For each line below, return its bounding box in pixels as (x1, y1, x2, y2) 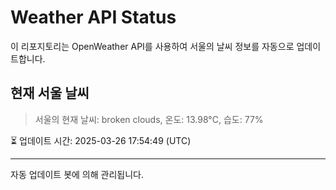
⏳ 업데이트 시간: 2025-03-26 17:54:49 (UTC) (10, 134, 192, 146)
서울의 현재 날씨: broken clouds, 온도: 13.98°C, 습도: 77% (34, 113, 264, 125)
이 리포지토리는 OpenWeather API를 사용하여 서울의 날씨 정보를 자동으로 (10, 40, 295, 52)
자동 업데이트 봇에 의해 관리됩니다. (10, 168, 144, 180)
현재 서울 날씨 (10, 85, 90, 102)
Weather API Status (10, 6, 177, 29)
